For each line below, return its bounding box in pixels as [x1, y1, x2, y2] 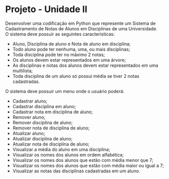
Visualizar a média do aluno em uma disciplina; [12, 146, 110, 152]
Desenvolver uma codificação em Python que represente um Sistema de [5, 20, 156, 26]
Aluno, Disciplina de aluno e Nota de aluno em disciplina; [12, 40, 131, 47]
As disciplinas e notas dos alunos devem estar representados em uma [12, 62, 158, 68]
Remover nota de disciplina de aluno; [12, 125, 90, 131]
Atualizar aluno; [12, 130, 45, 136]
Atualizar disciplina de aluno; [12, 136, 73, 142]
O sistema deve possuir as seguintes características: [5, 31, 115, 37]
